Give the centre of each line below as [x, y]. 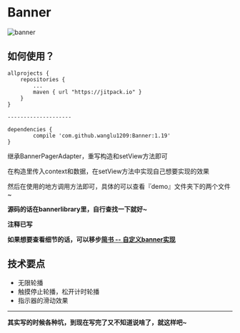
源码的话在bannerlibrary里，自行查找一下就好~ [77, 209]
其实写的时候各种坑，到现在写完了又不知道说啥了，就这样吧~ [97, 322]
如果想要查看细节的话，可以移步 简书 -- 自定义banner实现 [92, 239]
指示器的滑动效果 [43, 300]
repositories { [43, 79]
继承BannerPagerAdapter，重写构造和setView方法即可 [87, 156]
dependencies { [30, 129]
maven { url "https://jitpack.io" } [87, 92]
